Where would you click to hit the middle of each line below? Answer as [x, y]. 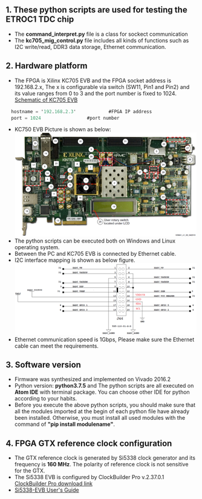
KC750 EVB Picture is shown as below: [63, 129]
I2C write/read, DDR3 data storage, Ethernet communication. [90, 47]
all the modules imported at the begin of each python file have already [102, 411]
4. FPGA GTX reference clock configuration [89, 443]
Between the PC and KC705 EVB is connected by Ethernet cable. [95, 254]
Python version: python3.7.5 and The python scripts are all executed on [104, 386]
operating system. [37, 247]
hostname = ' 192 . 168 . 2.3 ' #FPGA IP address [82, 111]
